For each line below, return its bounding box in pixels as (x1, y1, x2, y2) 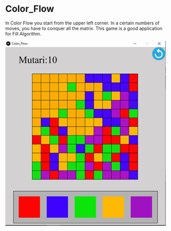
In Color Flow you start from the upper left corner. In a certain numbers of (5, 20, 160, 26)
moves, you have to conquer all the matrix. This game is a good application (5, 25, 163, 31)
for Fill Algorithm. (5, 31, 42, 37)
